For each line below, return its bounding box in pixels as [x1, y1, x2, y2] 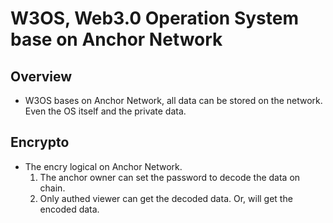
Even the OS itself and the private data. [24, 105, 187, 117]
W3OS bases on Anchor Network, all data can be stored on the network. [24, 95, 323, 106]
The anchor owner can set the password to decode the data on [39, 171, 301, 183]
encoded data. [39, 203, 100, 215]
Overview [10, 68, 73, 85]
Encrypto [10, 134, 70, 151]
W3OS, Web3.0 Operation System [10, 7, 300, 30]
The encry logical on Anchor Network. [24, 160, 183, 172]
